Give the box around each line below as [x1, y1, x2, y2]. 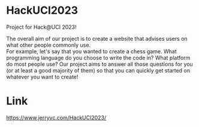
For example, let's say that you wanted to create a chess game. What [6, 47, 177, 55]
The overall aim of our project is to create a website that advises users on [6, 35, 188, 42]
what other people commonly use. [6, 41, 91, 49]
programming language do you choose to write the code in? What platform [6, 54, 191, 61]
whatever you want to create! [6, 73, 79, 80]
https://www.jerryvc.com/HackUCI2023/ [6, 114, 107, 121]
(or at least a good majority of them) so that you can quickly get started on [6, 66, 191, 74]
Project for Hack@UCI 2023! [6, 23, 77, 31]
